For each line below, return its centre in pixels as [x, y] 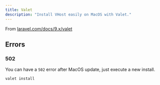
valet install [20, 79]
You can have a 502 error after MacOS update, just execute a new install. [80, 69]
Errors [15, 44]
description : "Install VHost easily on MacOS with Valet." [68, 14]
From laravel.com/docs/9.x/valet [39, 28]
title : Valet [19, 10]
